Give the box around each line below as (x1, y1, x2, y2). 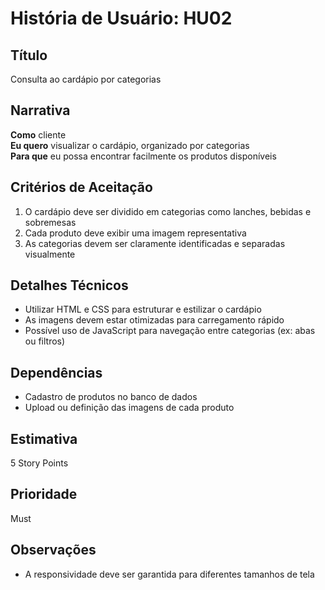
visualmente (24, 248, 76, 260)
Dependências (10, 364, 103, 381)
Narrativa (10, 102, 71, 119)
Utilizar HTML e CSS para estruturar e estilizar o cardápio (24, 303, 262, 316)
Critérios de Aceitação (10, 179, 153, 196)
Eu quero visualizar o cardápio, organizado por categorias (10, 139, 250, 151)
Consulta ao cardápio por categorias (10, 73, 162, 85)
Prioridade (10, 486, 78, 503)
